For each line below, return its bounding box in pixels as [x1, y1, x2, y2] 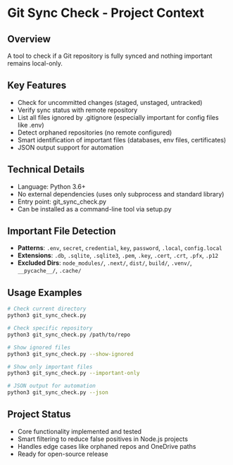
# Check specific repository [7, 325, 93, 332]
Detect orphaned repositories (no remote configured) [17, 128, 172, 137]
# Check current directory [7, 305, 87, 313]
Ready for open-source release [17, 449, 108, 458]
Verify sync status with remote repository [17, 106, 138, 114]
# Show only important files [7, 363, 93, 371]
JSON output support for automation [17, 143, 124, 151]
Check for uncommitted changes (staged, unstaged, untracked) [17, 98, 203, 106]
